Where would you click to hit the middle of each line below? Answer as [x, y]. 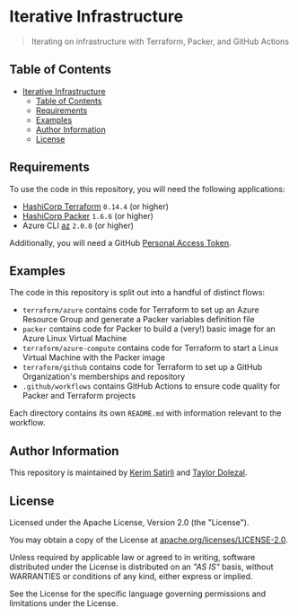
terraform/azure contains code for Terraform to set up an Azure [140, 310]
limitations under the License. [64, 603]
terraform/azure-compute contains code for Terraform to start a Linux [150, 348]
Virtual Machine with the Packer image [94, 357]
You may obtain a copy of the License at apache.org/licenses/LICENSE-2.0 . [149, 540]
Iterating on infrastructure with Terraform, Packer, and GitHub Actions [160, 41]
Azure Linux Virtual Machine [74, 339]
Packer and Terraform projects [79, 396]
